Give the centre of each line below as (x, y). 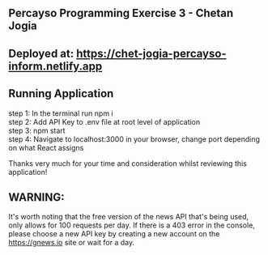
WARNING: (36, 197)
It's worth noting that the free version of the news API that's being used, (129, 217)
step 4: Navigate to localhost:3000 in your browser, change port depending (134, 139)
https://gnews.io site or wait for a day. (72, 243)
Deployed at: (41, 53)
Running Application (61, 93)
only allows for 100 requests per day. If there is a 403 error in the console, (132, 225)
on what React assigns (46, 147)
